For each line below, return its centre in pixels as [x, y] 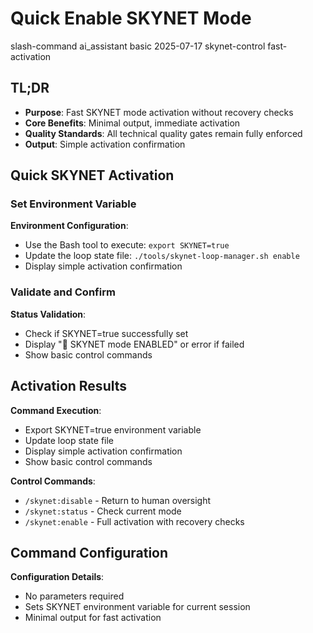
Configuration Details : [57, 577]
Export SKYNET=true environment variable [113, 429]
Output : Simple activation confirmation [105, 144]
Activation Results [68, 386]
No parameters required [74, 596]
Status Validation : [48, 314]
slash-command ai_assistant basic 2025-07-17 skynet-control [138, 46]
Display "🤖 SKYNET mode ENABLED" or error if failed [134, 344]
